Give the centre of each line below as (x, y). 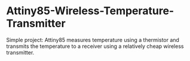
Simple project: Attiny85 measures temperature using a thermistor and (93, 40)
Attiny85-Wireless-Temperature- (90, 11)
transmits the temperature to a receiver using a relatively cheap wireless (95, 46)
